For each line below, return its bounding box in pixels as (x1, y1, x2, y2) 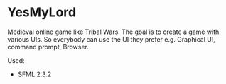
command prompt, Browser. (7, 42, 89, 51)
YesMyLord (7, 4, 77, 20)
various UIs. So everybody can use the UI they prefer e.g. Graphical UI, (7, 35, 215, 43)
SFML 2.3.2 (17, 70, 52, 78)
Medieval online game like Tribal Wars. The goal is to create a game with (7, 28, 220, 36)
